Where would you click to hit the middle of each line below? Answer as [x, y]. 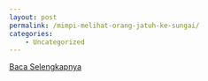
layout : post [33, 17]
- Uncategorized [55, 42]
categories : [31, 33]
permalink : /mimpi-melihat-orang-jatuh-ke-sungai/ [104, 26]
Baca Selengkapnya [46, 67]
